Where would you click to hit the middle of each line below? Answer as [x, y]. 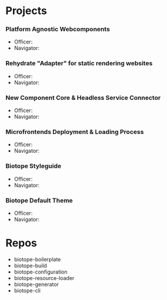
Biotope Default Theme [39, 200]
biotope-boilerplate [37, 259]
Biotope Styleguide [34, 166]
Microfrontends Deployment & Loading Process [75, 132]
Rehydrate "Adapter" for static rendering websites [79, 63]
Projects [26, 11]
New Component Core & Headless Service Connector [83, 97]
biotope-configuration [41, 272]
